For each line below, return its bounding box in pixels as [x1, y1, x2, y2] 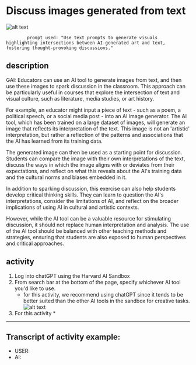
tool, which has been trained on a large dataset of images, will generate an [6, 119, 185, 126]
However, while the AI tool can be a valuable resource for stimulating [6, 215, 171, 222]
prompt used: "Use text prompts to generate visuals [27, 35, 158, 40]
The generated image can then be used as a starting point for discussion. [6, 149, 183, 156]
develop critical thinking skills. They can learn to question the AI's [6, 191, 164, 198]
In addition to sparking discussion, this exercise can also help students [6, 185, 176, 192]
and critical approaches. [6, 240, 65, 247]
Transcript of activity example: [6, 332, 121, 342]
